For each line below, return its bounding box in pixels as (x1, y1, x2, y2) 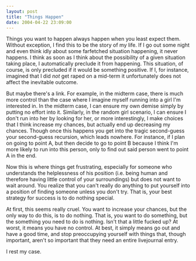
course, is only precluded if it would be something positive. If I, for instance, (6, 67, 189, 74)
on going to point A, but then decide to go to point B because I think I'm (6, 140, 178, 147)
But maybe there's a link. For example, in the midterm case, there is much (6, 90, 184, 97)
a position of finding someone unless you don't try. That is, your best (6, 188, 173, 196)
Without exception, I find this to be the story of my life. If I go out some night (6, 41, 190, 48)
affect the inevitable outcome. (6, 79, 78, 86)
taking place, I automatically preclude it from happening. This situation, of (6, 60, 184, 67)
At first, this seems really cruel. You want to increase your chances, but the (6, 206, 187, 213)
